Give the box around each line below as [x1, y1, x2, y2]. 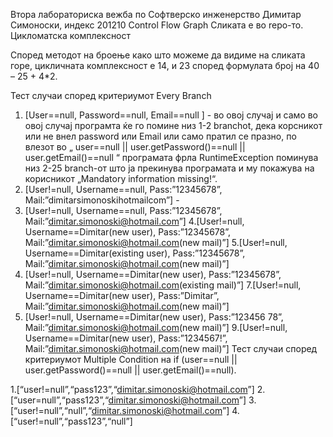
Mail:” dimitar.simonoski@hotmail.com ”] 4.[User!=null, [24, 215, 245, 227]
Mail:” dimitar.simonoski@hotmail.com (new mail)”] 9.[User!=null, [24, 322, 288, 333]
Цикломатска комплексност [10, 30, 132, 41]
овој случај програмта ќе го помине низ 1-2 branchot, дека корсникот [24, 120, 323, 131]
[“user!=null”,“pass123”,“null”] [10, 415, 133, 427]
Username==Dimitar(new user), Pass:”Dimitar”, [24, 290, 220, 301]
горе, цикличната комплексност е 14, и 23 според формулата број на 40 [10, 60, 320, 71]
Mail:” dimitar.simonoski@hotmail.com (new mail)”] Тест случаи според [24, 343, 318, 354]
